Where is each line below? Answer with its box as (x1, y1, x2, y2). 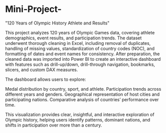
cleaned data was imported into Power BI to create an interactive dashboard (5, 56, 161, 62)
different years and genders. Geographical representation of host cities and (5, 91, 160, 97)
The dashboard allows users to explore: (5, 76, 86, 82)
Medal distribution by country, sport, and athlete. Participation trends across (5, 86, 162, 92)
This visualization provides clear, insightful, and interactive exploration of (5, 111, 155, 118)
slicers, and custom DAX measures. (5, 66, 78, 73)
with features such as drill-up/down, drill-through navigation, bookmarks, (5, 61, 155, 67)
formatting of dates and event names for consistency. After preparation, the (5, 51, 160, 57)
